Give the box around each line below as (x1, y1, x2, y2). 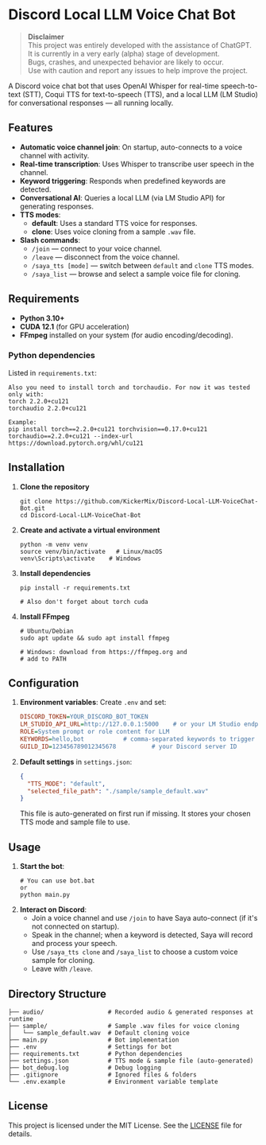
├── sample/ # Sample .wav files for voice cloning (8, 1022, 240, 1030)
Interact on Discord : (19, 905, 87, 914)
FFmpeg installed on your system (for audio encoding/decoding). (19, 330, 233, 340)
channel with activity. (19, 150, 90, 160)
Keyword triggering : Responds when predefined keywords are (19, 176, 226, 185)
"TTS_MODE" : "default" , (27, 780, 106, 788)
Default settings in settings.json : (19, 757, 133, 766)
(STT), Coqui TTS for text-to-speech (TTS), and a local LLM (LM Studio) (22, 89, 258, 99)
